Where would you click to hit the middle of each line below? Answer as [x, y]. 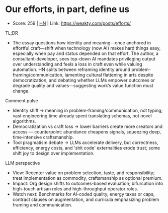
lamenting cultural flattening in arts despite [109, 75]
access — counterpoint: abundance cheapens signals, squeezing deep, [87, 131]
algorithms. [24, 121]
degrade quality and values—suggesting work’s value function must [83, 85]
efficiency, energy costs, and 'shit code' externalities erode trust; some [86, 148]
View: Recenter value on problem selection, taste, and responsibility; [83, 173]
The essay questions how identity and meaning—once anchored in [82, 43]
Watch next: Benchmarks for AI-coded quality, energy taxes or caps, [83, 194]
